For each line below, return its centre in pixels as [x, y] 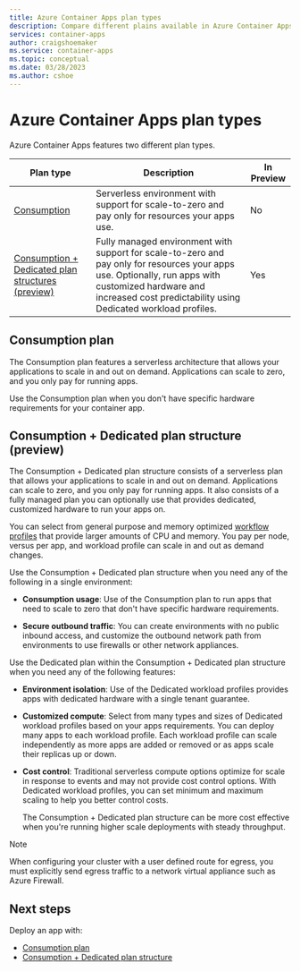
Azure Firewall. [37, 881]
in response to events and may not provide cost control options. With [149, 781]
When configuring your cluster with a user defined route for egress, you [142, 862]
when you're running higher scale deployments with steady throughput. [154, 827]
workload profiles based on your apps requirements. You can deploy [148, 726]
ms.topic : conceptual [50, 59]
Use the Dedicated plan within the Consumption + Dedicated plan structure [147, 662]
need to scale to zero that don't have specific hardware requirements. [150, 609]
